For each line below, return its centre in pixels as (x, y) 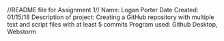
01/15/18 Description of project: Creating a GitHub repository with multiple (111, 17)
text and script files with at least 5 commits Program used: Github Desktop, (112, 24)
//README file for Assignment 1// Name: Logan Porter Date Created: (103, 10)
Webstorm (22, 31)
